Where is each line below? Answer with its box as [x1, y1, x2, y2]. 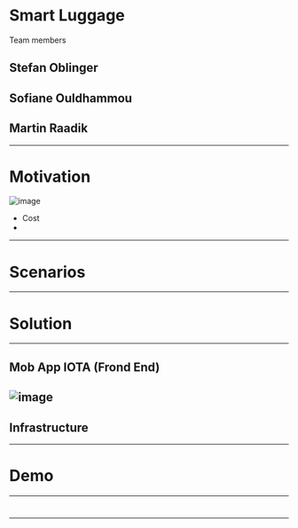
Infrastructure [9, 420, 89, 435]
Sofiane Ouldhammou [9, 91, 133, 106]
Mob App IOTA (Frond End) [9, 359, 161, 374]
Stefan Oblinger [9, 60, 99, 75]
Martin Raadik [9, 121, 89, 136]
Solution [9, 313, 73, 334]
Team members [9, 35, 67, 45]
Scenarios [9, 262, 86, 282]
